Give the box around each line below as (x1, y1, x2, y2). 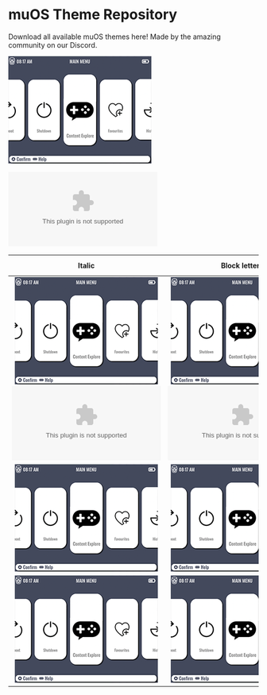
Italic (78, 261, 95, 270)
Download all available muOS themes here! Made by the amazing (8, 32, 221, 41)
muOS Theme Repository (8, 6, 177, 24)
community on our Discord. (8, 40, 98, 49)
